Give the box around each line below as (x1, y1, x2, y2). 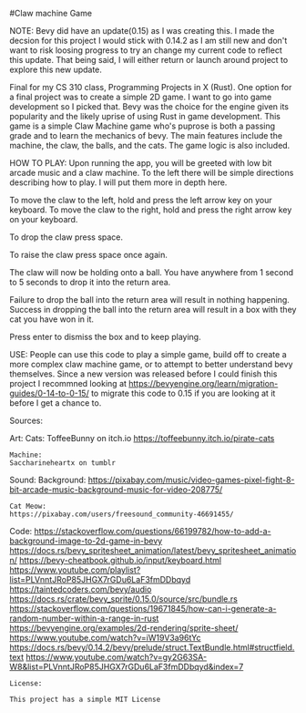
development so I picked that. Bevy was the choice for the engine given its (9, 101, 290, 112)
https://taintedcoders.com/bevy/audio (9, 584, 152, 594)
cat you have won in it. (9, 314, 94, 325)
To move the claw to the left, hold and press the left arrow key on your (9, 195, 273, 205)
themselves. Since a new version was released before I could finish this (9, 368, 278, 379)
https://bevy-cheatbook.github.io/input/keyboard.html (19, 555, 221, 565)
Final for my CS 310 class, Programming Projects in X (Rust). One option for (9, 82, 292, 92)
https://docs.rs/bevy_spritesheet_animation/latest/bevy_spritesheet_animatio (9, 545, 297, 555)
